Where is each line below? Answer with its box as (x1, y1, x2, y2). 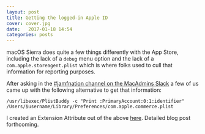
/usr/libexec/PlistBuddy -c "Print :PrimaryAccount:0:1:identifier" (6, 99, 185, 105)
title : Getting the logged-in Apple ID (6, 15, 108, 21)
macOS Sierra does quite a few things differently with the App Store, (6, 48, 179, 56)
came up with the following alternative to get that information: (6, 86, 162, 94)
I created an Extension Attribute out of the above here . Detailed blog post (6, 114, 191, 122)
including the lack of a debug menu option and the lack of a (6, 55, 154, 62)
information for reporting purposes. (6, 68, 96, 75)
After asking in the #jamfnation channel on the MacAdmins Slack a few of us (6, 80, 199, 87)
